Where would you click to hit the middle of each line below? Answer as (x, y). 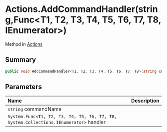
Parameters (24, 87)
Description (145, 101)
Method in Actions (24, 44)
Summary (21, 60)
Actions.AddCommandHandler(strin (82, 9)
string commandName (35, 109)
